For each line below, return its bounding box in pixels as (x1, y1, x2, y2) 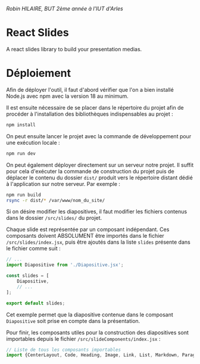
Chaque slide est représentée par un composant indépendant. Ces (6, 226, 170, 233)
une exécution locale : (6, 139, 61, 146)
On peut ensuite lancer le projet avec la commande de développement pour (6, 132, 192, 139)
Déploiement (6, 67, 71, 80)
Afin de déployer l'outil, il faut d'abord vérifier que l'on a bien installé (6, 86, 174, 93)
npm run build (6, 192, 42, 198)
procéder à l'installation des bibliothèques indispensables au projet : (6, 110, 174, 117)
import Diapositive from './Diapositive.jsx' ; (6, 262, 124, 268)
